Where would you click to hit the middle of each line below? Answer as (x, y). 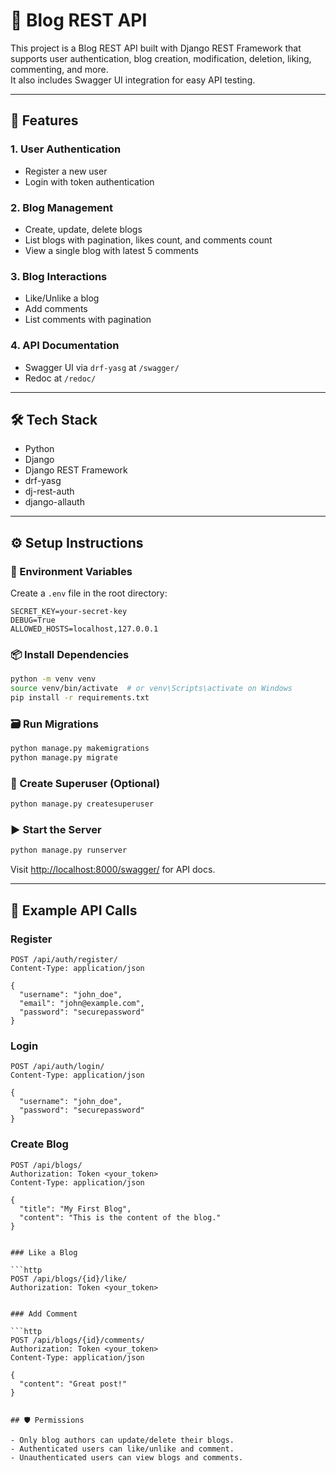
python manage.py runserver (69, 850)
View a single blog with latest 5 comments (111, 250)
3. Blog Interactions (59, 276)
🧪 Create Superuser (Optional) (85, 783)
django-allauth (54, 502)
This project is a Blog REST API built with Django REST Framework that (156, 48)
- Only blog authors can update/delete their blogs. (122, 1440)
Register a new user (66, 171)
